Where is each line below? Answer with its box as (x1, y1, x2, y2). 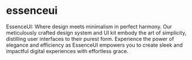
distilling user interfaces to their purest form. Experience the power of (6, 35, 174, 42)
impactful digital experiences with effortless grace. (6, 47, 129, 54)
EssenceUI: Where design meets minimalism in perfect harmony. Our (6, 23, 172, 30)
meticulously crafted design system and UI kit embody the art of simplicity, (6, 29, 187, 36)
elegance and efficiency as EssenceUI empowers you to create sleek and (6, 42, 183, 48)
